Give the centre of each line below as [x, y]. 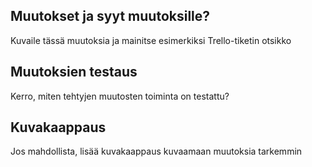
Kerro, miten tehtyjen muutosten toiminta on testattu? [120, 96]
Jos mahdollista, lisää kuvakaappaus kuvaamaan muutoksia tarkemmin [156, 151]
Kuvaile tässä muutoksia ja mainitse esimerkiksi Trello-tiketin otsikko [151, 40]
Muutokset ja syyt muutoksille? [110, 16]
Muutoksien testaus [74, 72]
